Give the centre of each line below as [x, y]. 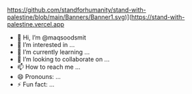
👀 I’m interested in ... [46, 45]
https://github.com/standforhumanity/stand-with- [77, 10]
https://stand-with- [158, 17]
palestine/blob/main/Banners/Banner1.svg [66, 17]
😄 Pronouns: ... [39, 77]
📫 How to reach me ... [49, 67]
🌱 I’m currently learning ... [53, 52]
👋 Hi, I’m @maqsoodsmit [52, 37]
